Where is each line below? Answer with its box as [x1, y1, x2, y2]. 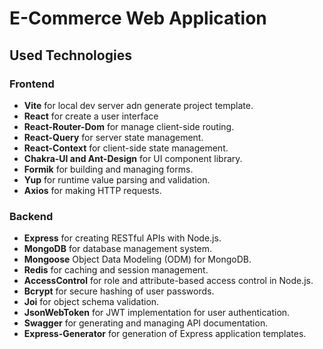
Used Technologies [9, 47, 132, 64]
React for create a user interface [23, 110, 159, 122]
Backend [9, 209, 54, 223]
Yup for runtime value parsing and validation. [23, 173, 211, 186]
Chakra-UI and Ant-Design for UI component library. [23, 152, 243, 164]
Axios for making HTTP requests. [23, 184, 162, 196]
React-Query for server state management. [23, 131, 204, 143]
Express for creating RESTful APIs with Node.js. [23, 232, 222, 244]
